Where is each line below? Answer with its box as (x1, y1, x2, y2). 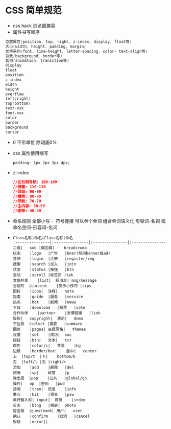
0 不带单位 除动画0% (12, 139, 57, 146)
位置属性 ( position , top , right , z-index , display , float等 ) (5, 39, 132, 44)
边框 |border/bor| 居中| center (12, 349, 97, 354)
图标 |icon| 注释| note (12, 289, 74, 294)
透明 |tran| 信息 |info (12, 387, 77, 392)
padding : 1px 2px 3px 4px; (12, 161, 70, 166)
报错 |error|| (12, 419, 48, 424)
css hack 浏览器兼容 (12, 22, 56, 29)
